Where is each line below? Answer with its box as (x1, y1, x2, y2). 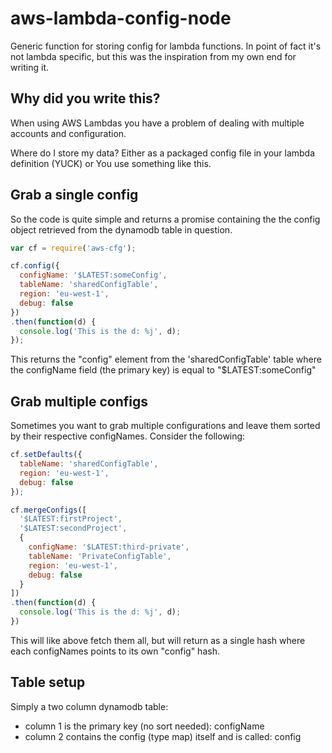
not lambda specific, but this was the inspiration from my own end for (10, 50, 297, 62)
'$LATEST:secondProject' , (19, 523, 128, 534)
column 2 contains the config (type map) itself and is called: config (24, 730, 302, 742)
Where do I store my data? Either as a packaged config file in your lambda (10, 147, 316, 159)
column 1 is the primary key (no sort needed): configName (24, 720, 265, 732)
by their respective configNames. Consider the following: (10, 430, 246, 442)
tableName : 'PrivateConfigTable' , (28, 551, 172, 561)
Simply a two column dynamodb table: (10, 700, 169, 712)
